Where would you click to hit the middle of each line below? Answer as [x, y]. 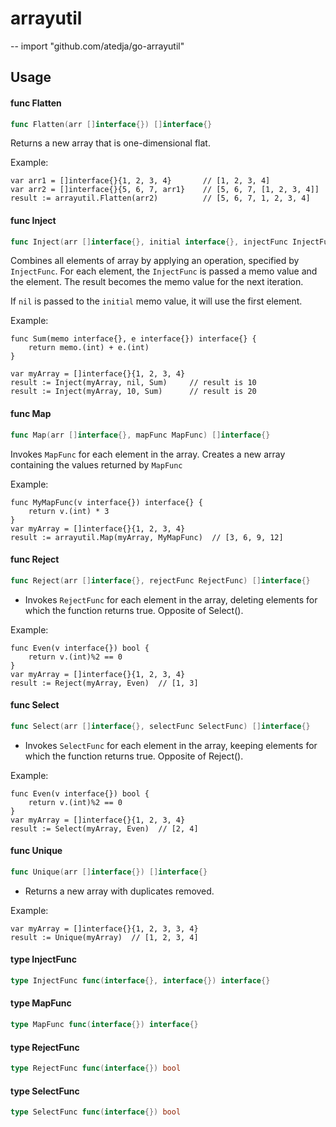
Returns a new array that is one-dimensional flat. [110, 143]
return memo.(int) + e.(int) [89, 348]
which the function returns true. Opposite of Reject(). [134, 756]
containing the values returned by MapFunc [96, 464]
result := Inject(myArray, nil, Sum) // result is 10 [133, 383]
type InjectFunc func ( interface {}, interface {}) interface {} [140, 981]
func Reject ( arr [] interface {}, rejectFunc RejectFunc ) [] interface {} [160, 580]
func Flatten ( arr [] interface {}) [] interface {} [111, 124]
